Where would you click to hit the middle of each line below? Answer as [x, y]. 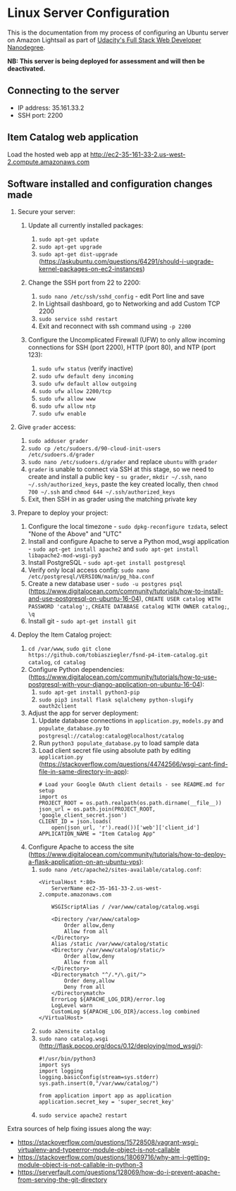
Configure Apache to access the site [81, 847]
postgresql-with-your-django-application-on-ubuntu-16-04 [114, 685]
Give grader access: [46, 427]
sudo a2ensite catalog [72, 1032]
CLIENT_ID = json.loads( [75, 822]
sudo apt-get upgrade [70, 247]
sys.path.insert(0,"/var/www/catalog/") [99, 1084]
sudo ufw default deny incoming [86, 377]
